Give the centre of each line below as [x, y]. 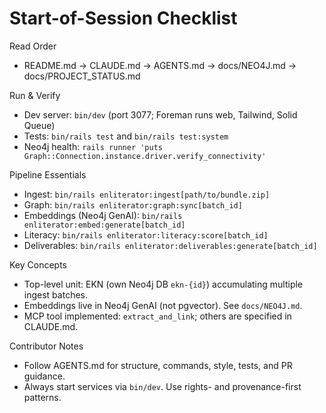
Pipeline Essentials [48, 174]
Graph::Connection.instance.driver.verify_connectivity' [145, 156]
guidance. [44, 376]
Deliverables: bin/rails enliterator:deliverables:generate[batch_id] [170, 245]
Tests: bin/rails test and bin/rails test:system [126, 136]
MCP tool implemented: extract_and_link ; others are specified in [157, 316]
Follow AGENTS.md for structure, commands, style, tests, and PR [158, 365]
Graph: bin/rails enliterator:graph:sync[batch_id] [133, 204]
